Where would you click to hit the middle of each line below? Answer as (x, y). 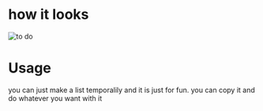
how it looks (49, 15)
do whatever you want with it (55, 98)
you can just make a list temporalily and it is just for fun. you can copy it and (131, 90)
